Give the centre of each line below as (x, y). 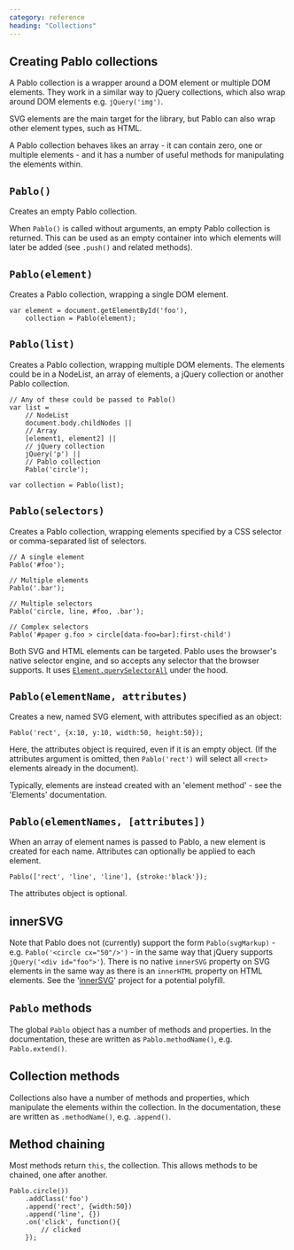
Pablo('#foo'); (37, 565)
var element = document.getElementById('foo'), (99, 310)
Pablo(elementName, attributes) (99, 696)
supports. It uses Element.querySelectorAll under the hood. (119, 669)
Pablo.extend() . (39, 1048)
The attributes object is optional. (68, 894)
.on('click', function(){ (73, 1223)
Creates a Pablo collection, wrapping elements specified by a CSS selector (146, 531)
